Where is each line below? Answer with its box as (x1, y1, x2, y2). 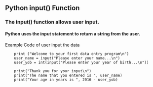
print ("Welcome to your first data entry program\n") (14, 51, 129, 56)
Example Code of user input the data (5, 42, 80, 48)
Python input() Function (5, 4, 80, 12)
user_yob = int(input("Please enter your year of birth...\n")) (14, 60, 149, 65)
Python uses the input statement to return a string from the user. (5, 30, 141, 36)
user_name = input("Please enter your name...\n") (14, 56, 120, 60)
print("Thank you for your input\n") (14, 68, 92, 73)
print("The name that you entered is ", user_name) (14, 73, 122, 78)
